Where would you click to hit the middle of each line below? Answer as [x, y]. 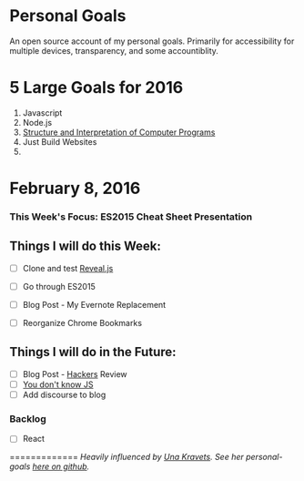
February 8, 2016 [75, 189]
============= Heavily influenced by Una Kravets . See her [127, 457]
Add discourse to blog [64, 394]
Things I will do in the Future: [93, 352]
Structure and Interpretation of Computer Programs [119, 132]
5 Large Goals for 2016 [96, 88]
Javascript [42, 113]
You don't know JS [58, 384]
